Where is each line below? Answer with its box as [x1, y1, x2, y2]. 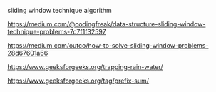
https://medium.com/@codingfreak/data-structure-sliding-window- [7, 20, 206, 28]
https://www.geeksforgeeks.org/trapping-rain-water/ [7, 63, 163, 71]
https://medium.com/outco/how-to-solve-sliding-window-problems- [7, 41, 209, 49]
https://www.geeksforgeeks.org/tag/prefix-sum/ [7, 76, 150, 85]
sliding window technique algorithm [7, 6, 112, 14]
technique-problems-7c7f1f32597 [7, 28, 106, 36]
